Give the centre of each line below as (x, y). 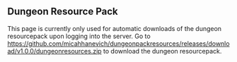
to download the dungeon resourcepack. (162, 51)
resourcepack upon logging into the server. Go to (79, 36)
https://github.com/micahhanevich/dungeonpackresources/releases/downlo (118, 43)
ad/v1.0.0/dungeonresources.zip (54, 51)
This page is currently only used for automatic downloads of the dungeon (114, 28)
